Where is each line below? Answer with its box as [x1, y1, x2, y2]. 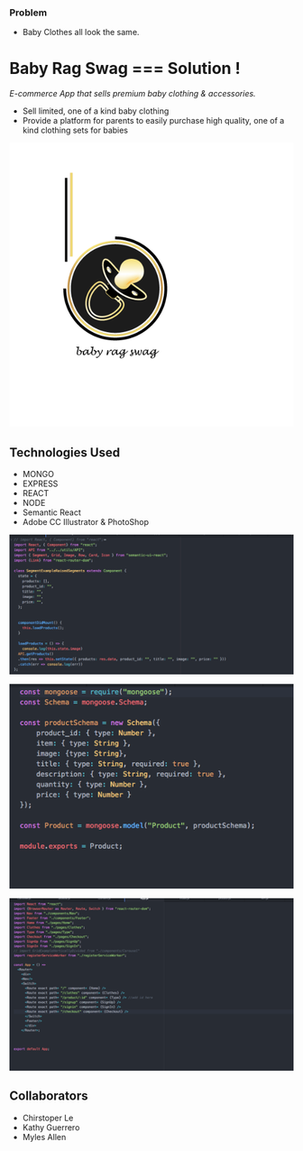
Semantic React [22, 507, 81, 518]
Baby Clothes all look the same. [22, 27, 140, 38]
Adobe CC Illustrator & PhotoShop [22, 517, 150, 528]
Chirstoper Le [22, 1112, 74, 1123]
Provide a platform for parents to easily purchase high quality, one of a [22, 115, 285, 126]
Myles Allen [22, 1131, 67, 1142]
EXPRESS [22, 478, 59, 489]
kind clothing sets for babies [22, 124, 129, 136]
